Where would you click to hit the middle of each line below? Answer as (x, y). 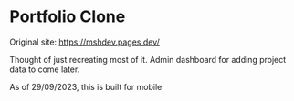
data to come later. (45, 69)
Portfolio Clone (68, 17)
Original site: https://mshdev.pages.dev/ (84, 42)
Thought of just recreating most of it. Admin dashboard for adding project (148, 59)
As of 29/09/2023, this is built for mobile (86, 86)
